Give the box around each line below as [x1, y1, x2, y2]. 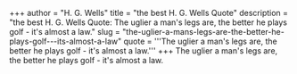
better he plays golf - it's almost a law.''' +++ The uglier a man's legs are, [9, 45, 278, 56]
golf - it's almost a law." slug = [9, 27, 120, 37]
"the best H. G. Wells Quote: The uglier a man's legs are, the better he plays [9, 17, 288, 28]
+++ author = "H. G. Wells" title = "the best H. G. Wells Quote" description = [9, 8, 288, 18]
